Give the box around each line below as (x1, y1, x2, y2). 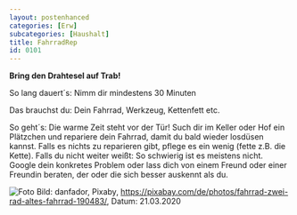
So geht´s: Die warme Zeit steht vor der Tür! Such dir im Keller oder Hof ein (9, 122, 285, 133)
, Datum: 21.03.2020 (106, 196, 181, 207)
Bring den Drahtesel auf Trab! (9, 70, 121, 81)
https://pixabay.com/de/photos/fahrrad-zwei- (120, 187, 288, 197)
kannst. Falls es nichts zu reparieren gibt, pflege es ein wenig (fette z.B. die (9, 141, 286, 152)
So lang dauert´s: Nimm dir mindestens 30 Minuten (9, 88, 196, 99)
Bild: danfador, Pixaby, (36, 187, 119, 197)
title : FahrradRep (9, 37, 78, 47)
